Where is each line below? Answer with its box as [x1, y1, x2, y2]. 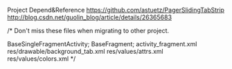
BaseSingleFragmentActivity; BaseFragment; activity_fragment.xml [7, 40, 197, 48]
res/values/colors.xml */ [7, 55, 76, 63]
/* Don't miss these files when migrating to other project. [7, 27, 170, 34]
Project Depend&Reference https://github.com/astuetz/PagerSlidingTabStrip [7, 6, 225, 14]
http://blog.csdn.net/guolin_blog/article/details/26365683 [7, 13, 172, 21]
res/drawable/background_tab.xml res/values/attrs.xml [7, 48, 164, 55]
